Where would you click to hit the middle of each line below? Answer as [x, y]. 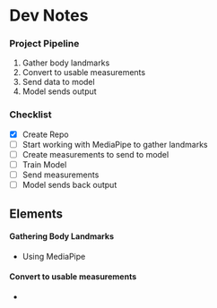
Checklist [30, 115]
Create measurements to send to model [95, 154]
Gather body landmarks [66, 63]
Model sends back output [69, 185]
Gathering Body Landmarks [62, 236]
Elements [36, 214]
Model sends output [59, 91]
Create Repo [45, 134]
